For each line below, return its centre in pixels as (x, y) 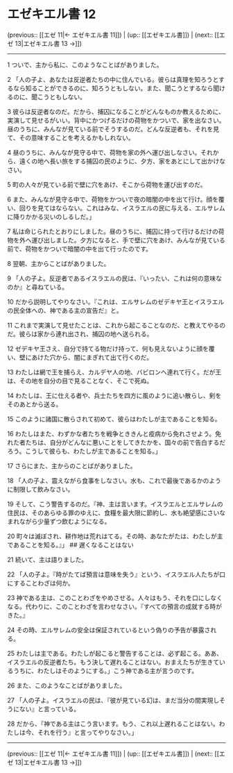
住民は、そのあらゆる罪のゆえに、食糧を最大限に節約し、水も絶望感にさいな (116, 513)
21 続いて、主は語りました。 (48, 559)
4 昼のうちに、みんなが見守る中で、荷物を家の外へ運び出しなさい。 (104, 152)
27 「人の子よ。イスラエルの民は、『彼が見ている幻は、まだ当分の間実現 (110, 700)
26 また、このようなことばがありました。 (67, 685)
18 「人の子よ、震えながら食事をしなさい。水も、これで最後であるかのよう (114, 481)
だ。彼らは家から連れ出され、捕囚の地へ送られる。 (80, 333)
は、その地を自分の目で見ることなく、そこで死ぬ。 (80, 381)
